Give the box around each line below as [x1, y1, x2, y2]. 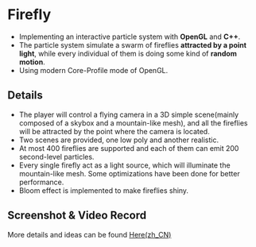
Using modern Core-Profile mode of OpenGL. [18, 65, 169, 75]
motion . [18, 57, 45, 67]
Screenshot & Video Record [7, 209, 147, 222]
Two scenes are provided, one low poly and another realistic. [18, 135, 219, 145]
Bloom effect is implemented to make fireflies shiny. [18, 185, 188, 195]
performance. [18, 177, 64, 187]
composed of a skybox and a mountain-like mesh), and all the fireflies [18, 118, 248, 128]
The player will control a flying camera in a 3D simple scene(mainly [18, 110, 239, 119]
